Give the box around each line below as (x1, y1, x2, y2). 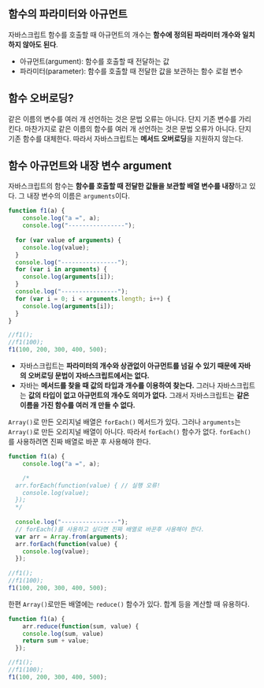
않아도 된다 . (22, 39, 58, 49)
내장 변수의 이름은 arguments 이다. (26, 192, 130, 201)
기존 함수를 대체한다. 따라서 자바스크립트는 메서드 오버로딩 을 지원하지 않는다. (8, 133, 244, 143)
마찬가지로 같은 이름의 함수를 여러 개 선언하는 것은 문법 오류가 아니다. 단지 (24, 124, 252, 133)
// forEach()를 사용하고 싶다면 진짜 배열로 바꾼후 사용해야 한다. (15, 525, 205, 534)
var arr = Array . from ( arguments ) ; (15, 533, 128, 541)
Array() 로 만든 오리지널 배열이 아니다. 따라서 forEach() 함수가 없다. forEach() (8, 427, 251, 437)
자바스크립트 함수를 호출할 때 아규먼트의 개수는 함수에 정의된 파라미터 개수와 (8, 30, 241, 39)
